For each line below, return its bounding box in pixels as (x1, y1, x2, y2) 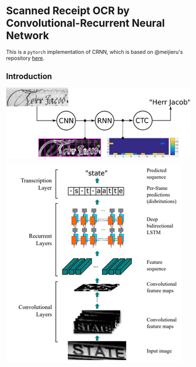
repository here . (6, 54, 45, 61)
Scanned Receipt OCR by (6, 4, 130, 18)
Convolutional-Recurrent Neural (6, 16, 165, 30)
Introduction (6, 71, 52, 81)
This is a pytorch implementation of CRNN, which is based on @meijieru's (6, 48, 183, 55)
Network (6, 29, 50, 42)
